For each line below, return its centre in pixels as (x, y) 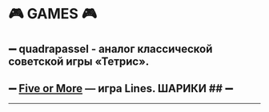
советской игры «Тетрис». (79, 61)
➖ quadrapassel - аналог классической (110, 48)
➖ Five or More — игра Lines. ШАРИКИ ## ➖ (121, 88)
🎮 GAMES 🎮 (53, 14)
